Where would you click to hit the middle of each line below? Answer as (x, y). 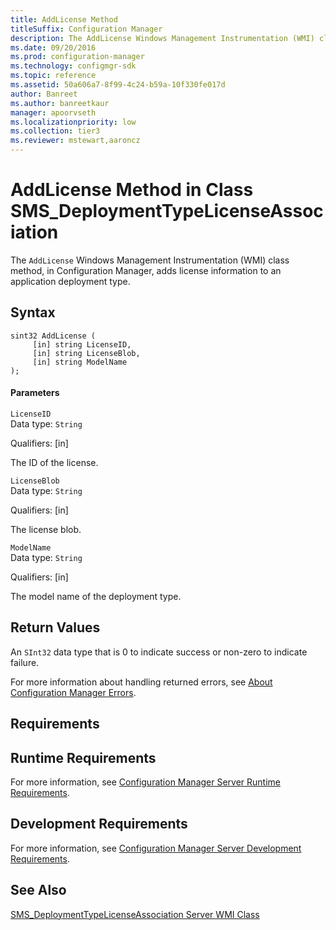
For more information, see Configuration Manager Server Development (156, 848)
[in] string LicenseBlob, (86, 353)
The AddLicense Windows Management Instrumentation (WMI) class (150, 260)
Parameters (35, 393)
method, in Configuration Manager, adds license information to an (146, 270)
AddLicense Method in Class (132, 190)
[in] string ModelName (80, 362)
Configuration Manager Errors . (73, 692)
